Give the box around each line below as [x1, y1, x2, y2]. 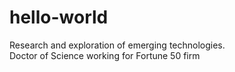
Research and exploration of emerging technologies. [9, 39, 226, 51]
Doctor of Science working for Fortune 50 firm [9, 49, 201, 61]
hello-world [9, 6, 109, 29]
